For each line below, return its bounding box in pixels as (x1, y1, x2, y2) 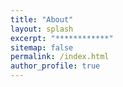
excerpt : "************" (10, 33, 114, 43)
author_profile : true (10, 61, 101, 71)
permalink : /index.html (10, 52, 110, 62)
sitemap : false (10, 42, 74, 53)
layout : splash (10, 24, 74, 34)
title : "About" (10, 14, 74, 25)
